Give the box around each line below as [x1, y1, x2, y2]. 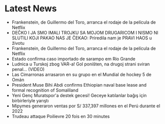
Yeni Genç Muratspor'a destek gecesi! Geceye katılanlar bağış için [11, 92, 147, 98]
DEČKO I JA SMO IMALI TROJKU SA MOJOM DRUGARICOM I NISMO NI [11, 30, 159, 35]
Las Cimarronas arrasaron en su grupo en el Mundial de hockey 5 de [11, 71, 152, 77]
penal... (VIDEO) [11, 66, 45, 72]
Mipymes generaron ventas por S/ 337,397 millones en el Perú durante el [11, 103, 161, 109]
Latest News [4, 3, 57, 14]
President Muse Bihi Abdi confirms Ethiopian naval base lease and [11, 82, 147, 88]
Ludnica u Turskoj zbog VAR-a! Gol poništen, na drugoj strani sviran [11, 61, 150, 67]
